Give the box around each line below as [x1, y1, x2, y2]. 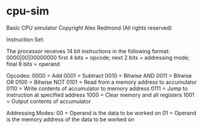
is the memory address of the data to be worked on [6, 116, 135, 123]
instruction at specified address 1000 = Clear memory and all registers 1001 [6, 91, 195, 98]
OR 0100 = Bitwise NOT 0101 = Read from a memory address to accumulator [6, 78, 197, 86]
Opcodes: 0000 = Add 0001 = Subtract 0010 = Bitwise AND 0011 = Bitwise [6, 72, 192, 79]
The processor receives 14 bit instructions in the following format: [6, 47, 170, 55]
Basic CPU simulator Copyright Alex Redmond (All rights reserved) [6, 24, 172, 31]
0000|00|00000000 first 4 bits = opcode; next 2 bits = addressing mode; [6, 54, 190, 61]
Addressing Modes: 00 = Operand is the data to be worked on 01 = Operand [6, 109, 197, 116]
